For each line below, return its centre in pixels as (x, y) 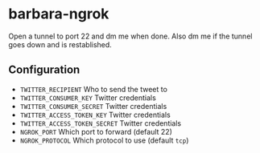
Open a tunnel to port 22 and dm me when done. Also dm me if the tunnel (130, 36)
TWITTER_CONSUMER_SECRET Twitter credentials (93, 106)
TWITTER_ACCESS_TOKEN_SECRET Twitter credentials (101, 123)
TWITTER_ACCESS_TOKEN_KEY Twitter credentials (95, 115)
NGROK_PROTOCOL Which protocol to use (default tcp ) (104, 140)
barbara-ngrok (59, 14)
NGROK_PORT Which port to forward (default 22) (96, 131)
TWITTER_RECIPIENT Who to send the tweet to (93, 89)
